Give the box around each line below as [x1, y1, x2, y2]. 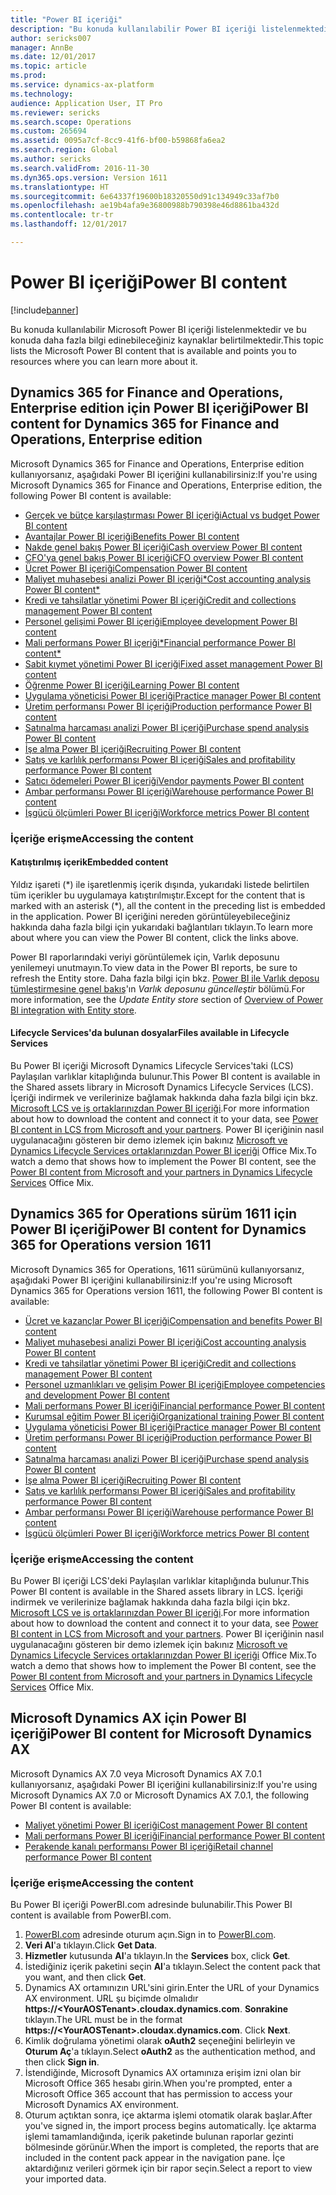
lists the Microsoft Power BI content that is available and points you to [10, 344, 297, 356]
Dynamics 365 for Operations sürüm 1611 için [10, 1206, 298, 1223]
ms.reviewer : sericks [10, 107, 101, 118]
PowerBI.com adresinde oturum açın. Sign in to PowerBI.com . [24, 1929, 277, 1941]
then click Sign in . [24, 2056, 100, 2068]
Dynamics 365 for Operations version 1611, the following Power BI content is [10, 1284, 323, 1296]
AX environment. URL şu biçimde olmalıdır [24, 1992, 199, 2005]
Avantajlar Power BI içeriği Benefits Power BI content [24, 530, 240, 542]
